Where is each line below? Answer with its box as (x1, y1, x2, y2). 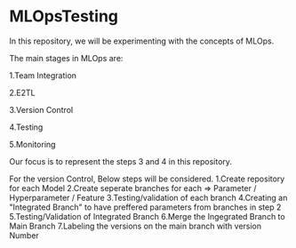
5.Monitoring (9, 139, 56, 149)
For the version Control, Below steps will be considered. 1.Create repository (9, 173, 285, 184)
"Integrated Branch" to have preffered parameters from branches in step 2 (9, 202, 282, 212)
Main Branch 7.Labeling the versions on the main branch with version (9, 220, 262, 231)
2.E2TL (9, 87, 36, 98)
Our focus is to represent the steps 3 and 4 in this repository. (9, 156, 233, 166)
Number (9, 229, 40, 241)
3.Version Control (9, 104, 74, 115)
